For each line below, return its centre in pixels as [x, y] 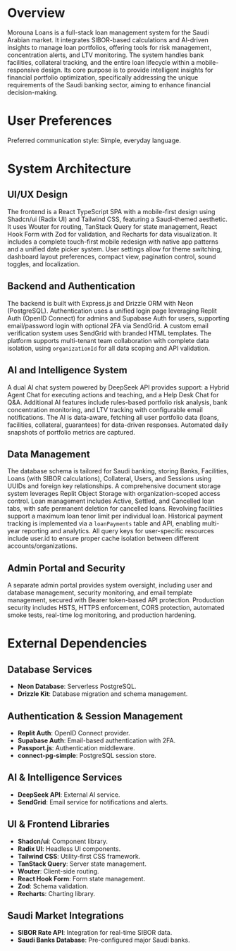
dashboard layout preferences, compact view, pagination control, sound [112, 256]
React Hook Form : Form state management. [81, 878]
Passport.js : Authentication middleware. [76, 747]
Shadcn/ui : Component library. [62, 841]
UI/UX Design [38, 195]
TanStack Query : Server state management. [82, 864]
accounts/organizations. [42, 546]
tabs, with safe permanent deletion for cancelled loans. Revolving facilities [115, 509]
